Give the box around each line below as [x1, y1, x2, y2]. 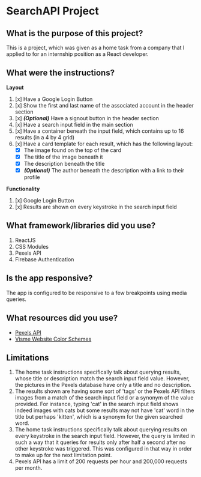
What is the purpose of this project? [6, 28, 143, 38]
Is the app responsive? [6, 273, 93, 284]
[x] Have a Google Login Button [14, 95, 93, 103]
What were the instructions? [6, 68, 115, 78]
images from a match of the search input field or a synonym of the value [14, 394, 194, 401]
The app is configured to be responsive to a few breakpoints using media [6, 289, 187, 296]
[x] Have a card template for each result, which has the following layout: [14, 140, 193, 147]
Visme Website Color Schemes [14, 335, 92, 342]
